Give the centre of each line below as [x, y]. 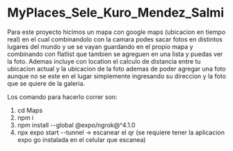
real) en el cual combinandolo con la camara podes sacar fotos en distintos [115, 39]
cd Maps [30, 110]
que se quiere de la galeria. [46, 83]
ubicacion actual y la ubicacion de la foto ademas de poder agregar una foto [116, 69]
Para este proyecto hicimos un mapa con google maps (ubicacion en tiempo [116, 32]
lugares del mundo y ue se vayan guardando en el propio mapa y [100, 46]
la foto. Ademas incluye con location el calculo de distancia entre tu [104, 61]
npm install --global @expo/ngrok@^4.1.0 [76, 125]
